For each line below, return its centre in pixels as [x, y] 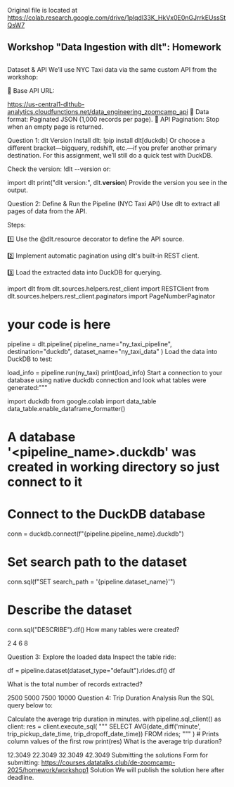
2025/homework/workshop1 [48, 769]
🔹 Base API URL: [31, 90]
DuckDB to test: [30, 359]
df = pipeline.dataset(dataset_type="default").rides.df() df [91, 670]
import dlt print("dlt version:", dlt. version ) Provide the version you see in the [117, 182]
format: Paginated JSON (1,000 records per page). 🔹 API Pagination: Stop [113, 119]
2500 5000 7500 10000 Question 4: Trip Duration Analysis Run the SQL [111, 698]
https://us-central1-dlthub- [46, 104]
